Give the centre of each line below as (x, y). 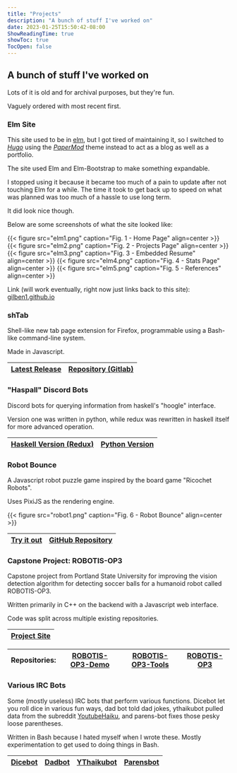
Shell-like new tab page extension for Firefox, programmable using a (107, 331)
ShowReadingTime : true (41, 34)
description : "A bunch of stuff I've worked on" (80, 20)
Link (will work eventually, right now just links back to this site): (99, 290)
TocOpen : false (30, 47)
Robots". (20, 488)
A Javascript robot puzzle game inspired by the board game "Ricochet (110, 480)
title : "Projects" (34, 14)
